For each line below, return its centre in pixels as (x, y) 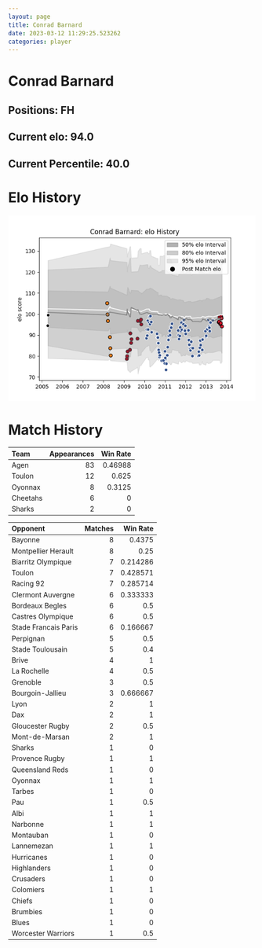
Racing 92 (28, 584)
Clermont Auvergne (43, 594)
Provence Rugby (38, 759)
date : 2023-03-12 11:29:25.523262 (65, 33)
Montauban (30, 835)
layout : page (29, 17)
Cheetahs (27, 498)
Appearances (72, 454)
